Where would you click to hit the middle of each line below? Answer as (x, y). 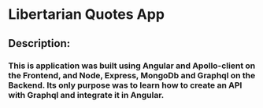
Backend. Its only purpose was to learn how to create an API (125, 85)
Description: (39, 43)
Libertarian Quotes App (87, 14)
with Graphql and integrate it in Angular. (86, 95)
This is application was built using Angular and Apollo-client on (132, 66)
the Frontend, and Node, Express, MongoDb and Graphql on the (132, 75)
